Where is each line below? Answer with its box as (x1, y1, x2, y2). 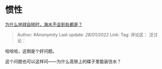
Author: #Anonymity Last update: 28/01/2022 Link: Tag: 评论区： (17, 32, 148, 37)
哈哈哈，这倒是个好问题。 (5, 48, 57, 54)
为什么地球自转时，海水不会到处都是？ (5, 21, 82, 27)
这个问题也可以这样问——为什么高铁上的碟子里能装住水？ (5, 58, 121, 64)
